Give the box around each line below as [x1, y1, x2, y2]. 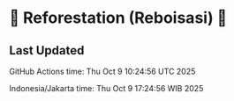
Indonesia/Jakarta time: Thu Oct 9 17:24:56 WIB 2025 [9, 83, 204, 93]
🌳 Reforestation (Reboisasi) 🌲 [9, 8, 228, 28]
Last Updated [9, 43, 85, 58]
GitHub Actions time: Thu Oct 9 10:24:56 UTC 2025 [9, 66, 196, 76]
